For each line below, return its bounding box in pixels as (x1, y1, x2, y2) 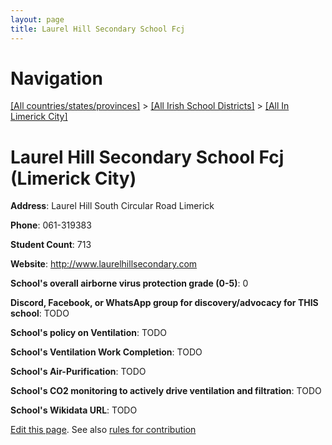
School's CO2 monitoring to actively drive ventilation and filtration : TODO (10, 385, 322, 397)
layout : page (10, 14, 65, 25)
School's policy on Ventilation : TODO (10, 327, 168, 339)
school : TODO (10, 307, 70, 320)
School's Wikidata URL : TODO (10, 404, 138, 416)
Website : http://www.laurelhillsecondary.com (10, 258, 198, 270)
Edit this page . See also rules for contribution (10, 424, 197, 436)
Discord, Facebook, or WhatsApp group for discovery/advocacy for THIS (10, 297, 319, 309)
